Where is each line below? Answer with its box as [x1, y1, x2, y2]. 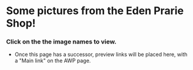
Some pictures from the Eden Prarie [6, 4, 184, 18]
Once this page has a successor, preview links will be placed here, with [14, 51, 188, 58]
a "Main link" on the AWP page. [14, 57, 91, 64]
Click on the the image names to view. [6, 38, 117, 46]
